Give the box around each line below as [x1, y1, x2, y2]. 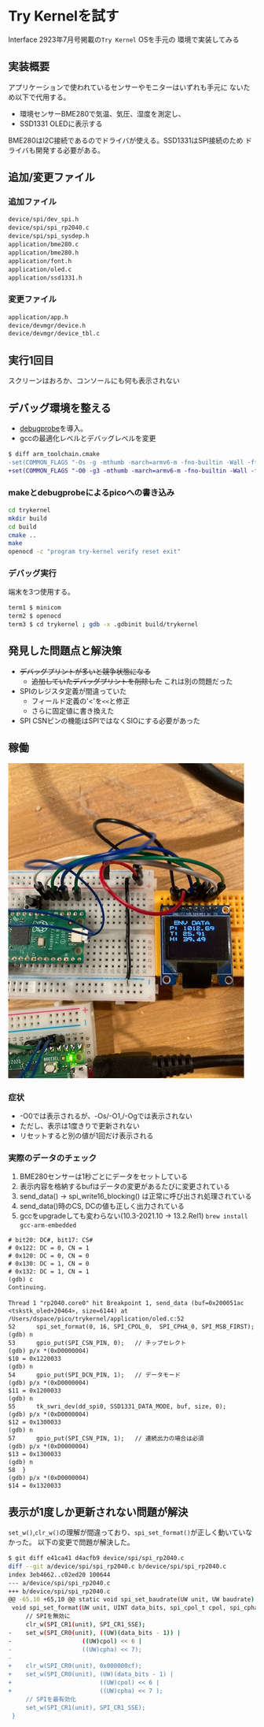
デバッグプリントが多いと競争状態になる [19, 666, 151, 676]
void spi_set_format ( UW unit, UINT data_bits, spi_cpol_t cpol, [11, 1604, 226, 1612]
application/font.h [8, 257, 72, 265]
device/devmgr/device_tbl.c [8, 330, 101, 338]
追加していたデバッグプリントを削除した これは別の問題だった [31, 676, 233, 686]
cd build [8, 523, 37, 531]
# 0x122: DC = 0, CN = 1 [8, 1244, 90, 1252]
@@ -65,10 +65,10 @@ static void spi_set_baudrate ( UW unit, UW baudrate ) [8, 1595, 255, 1603]
